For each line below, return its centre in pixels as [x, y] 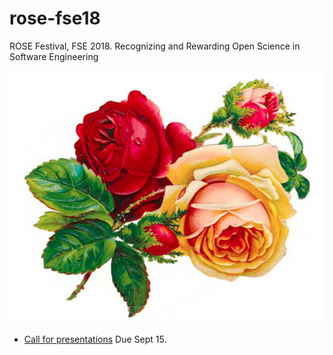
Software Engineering [54, 56]
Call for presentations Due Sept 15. [95, 339]
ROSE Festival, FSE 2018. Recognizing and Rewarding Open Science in [155, 46]
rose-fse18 [55, 18]
